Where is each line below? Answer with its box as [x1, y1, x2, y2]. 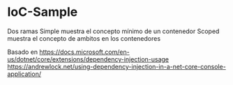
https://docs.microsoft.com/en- [39, 48, 130, 56]
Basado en [7, 48, 38, 56]
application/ [7, 70, 42, 78]
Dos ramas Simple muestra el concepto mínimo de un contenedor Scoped [7, 27, 220, 35]
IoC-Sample [7, 4, 78, 20]
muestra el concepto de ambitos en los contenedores [7, 34, 161, 42]
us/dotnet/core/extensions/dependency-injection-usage [7, 55, 170, 63]
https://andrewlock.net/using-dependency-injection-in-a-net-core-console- [7, 62, 227, 70]
